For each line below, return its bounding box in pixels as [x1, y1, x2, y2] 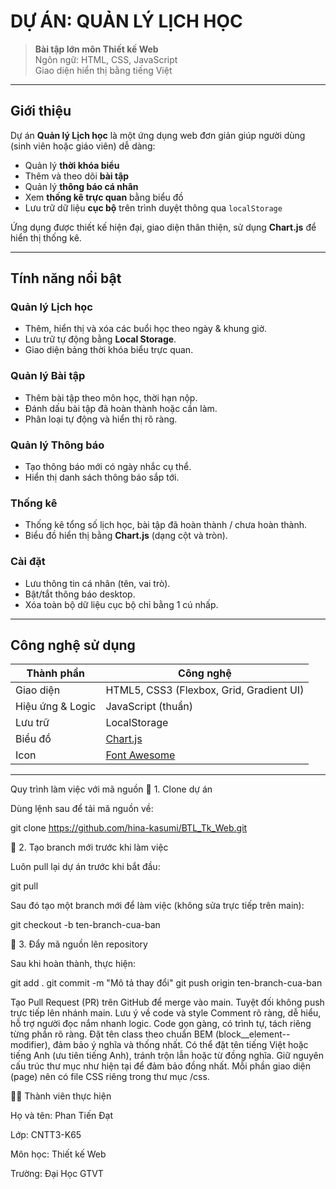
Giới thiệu [10, 103, 72, 120]
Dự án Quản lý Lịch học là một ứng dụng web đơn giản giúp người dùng [10, 129, 306, 141]
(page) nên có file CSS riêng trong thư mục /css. [10, 1071, 210, 1083]
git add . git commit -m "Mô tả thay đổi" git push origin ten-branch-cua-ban [10, 977, 323, 989]
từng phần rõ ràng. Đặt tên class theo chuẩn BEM [10, 1028, 213, 1040]
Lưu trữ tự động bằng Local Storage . [24, 333, 177, 345]
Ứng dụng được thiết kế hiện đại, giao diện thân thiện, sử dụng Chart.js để [10, 221, 317, 233]
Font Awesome [105, 748, 176, 762]
